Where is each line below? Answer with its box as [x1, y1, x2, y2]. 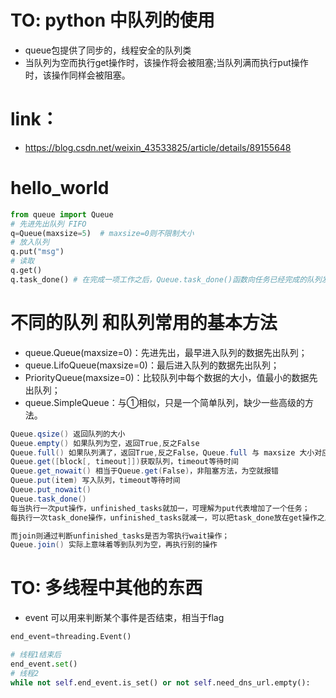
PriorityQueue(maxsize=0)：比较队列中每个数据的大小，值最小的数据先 [24, 371, 318, 383]
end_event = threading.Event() [10, 632, 132, 642]
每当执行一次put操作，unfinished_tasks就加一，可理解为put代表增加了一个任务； [10, 503, 310, 513]
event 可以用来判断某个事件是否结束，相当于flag [24, 612, 225, 624]
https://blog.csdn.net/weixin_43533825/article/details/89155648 [24, 141, 292, 153]
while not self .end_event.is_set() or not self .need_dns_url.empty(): [10, 677, 311, 688]
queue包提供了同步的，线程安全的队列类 [24, 44, 192, 56]
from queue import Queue [10, 209, 114, 220]
